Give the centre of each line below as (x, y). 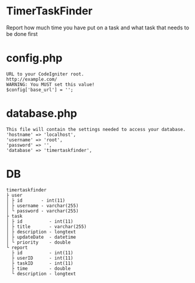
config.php (34, 58)
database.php (42, 113)
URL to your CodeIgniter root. (45, 74)
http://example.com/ (32, 79)
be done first (22, 34)
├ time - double (41, 268)
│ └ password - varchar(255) (42, 211)
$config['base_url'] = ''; (40, 90)
